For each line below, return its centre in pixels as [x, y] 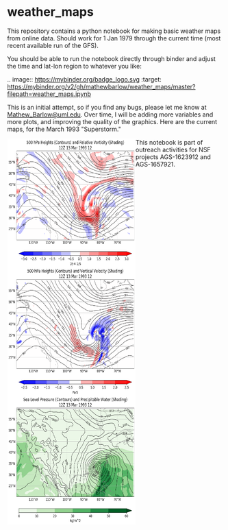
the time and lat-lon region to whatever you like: [74, 66]
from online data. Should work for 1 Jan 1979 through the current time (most [114, 38]
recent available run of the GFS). [53, 45]
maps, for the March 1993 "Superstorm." [64, 129]
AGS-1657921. [156, 164]
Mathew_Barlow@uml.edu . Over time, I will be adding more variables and [110, 115]
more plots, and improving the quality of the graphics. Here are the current [112, 121]
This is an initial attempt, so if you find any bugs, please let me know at [107, 107]
